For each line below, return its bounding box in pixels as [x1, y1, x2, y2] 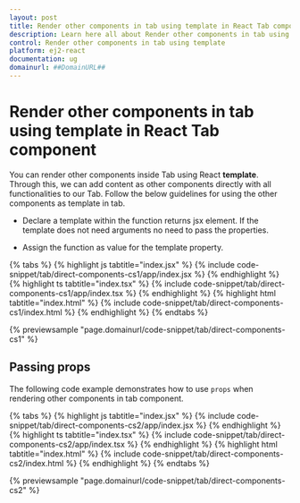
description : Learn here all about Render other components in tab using [9, 30, 290, 38]
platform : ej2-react [9, 47, 87, 55]
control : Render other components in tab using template [9, 38, 226, 47]
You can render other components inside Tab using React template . [9, 169, 259, 180]
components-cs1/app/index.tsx [9, 287, 124, 298]
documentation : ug [9, 55, 78, 64]
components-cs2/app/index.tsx [9, 439, 125, 449]
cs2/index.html [9, 457, 64, 468]
